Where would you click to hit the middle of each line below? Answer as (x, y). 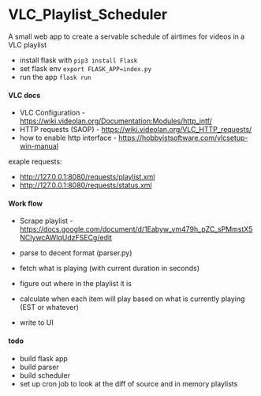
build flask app (44, 358)
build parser (39, 367)
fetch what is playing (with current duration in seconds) (109, 268)
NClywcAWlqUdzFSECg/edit (66, 238)
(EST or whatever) (49, 307)
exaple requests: (35, 162)
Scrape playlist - (46, 221)
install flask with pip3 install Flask (78, 60)
